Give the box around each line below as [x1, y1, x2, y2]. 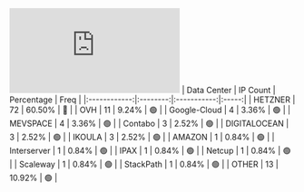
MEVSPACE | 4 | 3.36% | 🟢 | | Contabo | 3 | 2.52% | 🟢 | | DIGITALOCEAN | [9, 118, 289, 129]
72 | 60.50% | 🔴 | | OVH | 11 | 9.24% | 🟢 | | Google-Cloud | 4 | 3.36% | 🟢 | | [9, 104, 291, 115]
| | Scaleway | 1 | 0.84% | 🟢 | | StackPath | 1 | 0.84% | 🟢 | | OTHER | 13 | [9, 158, 279, 169]
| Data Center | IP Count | [181, 85, 276, 95]
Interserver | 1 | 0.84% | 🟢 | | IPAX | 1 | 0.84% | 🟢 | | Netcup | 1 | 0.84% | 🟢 [9, 145, 291, 156]
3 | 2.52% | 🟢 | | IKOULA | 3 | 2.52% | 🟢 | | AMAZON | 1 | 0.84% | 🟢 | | [9, 131, 275, 142]
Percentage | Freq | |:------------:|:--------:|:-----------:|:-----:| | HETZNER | [9, 94, 296, 105]
